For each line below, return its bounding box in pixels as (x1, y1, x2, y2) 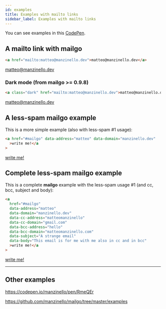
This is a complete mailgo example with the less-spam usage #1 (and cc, (5, 182, 154, 188)
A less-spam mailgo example (5, 114, 96, 122)
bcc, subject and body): (5, 187, 54, 193)
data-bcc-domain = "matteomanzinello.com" (9, 229, 94, 234)
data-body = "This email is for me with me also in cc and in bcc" (9, 239, 147, 244)
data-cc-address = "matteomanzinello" (9, 215, 85, 220)
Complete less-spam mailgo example (5, 169, 122, 178)
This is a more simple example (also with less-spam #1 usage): (5, 127, 132, 133)
